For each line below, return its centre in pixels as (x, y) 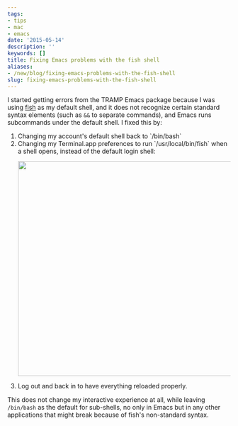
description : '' (31, 47)
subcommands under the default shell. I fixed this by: (85, 123)
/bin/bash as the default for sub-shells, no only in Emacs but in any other (114, 408)
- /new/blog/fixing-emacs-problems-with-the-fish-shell (91, 73)
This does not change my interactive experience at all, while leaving (106, 400)
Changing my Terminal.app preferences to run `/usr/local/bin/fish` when (123, 144)
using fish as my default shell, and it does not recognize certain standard (114, 108)
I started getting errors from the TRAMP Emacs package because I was (111, 100)
